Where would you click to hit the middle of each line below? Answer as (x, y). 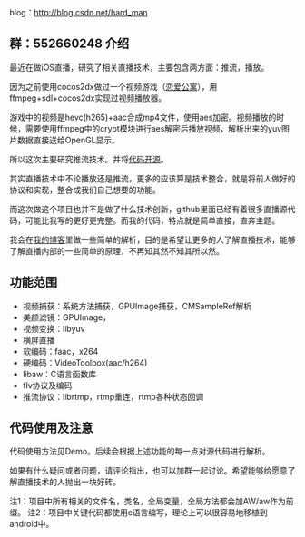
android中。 (32, 524)
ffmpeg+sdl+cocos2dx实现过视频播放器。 (88, 98)
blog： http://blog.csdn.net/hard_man (79, 12)
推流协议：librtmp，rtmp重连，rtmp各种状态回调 (113, 396)
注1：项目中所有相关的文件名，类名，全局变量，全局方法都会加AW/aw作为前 (152, 502)
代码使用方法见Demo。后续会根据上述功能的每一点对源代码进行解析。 (140, 452)
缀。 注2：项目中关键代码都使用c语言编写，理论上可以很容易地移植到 (138, 513)
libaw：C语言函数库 (59, 374)
